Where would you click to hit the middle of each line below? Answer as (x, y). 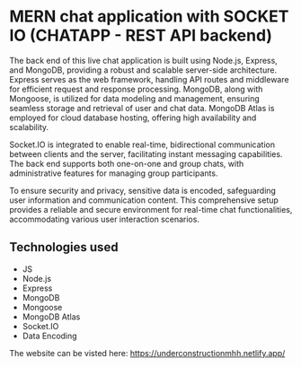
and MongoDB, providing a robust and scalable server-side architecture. (143, 70)
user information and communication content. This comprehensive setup (144, 200)
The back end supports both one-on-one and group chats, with (127, 163)
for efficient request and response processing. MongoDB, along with (136, 89)
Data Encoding (50, 336)
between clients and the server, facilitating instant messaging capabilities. (146, 153)
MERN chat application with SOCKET (149, 17)
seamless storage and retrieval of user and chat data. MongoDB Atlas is (142, 108)
